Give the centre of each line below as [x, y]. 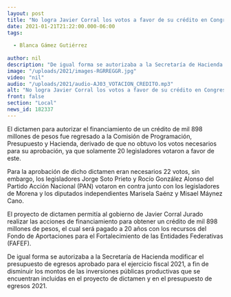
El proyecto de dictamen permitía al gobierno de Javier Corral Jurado [105, 214]
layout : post [26, 13]
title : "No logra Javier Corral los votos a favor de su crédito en [107, 20]
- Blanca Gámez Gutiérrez [51, 45]
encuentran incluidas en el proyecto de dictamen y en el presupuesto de [110, 278]
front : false [26, 97]
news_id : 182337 [30, 109]
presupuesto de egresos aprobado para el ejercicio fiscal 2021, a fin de [108, 264]
